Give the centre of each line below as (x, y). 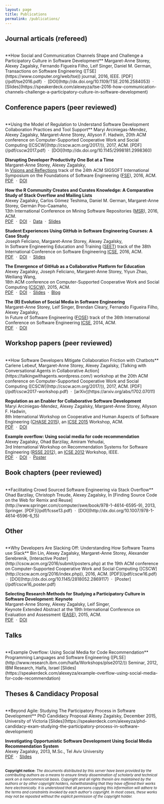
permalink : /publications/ (33, 19)
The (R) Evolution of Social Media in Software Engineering (65, 302)
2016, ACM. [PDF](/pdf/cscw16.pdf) (121, 574)
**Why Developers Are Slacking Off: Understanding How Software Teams (80, 548)
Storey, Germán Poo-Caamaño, (37, 206)
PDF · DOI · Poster (26, 457)
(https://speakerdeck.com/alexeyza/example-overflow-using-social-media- (82, 673)
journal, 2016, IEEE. (101, 76)
